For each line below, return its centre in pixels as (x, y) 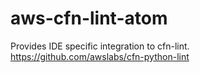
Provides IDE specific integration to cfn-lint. (100, 46)
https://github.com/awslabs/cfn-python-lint (100, 56)
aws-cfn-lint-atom (89, 18)
